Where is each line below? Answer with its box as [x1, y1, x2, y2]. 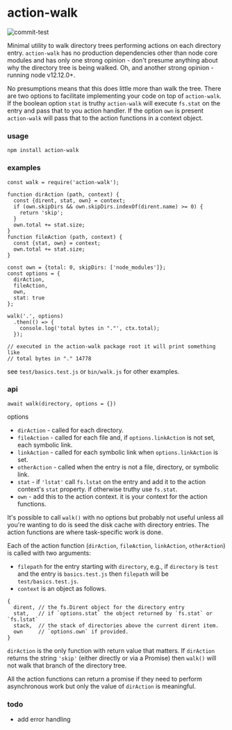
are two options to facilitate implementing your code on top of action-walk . [7, 92, 222, 100]
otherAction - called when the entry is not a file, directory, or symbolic [17, 463, 219, 471]
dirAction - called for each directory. [17, 426, 124, 434]
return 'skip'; [19, 209, 64, 216]
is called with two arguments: [7, 549, 92, 557]
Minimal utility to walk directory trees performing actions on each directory [7, 41, 221, 49]
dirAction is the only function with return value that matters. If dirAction [7, 646, 215, 654]
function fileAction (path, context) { [7, 233, 123, 240]
